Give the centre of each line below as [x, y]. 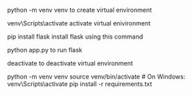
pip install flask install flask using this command [75, 36]
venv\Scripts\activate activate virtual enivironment [79, 23]
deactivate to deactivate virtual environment [70, 63]
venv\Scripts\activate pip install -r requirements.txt [80, 84]
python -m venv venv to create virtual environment [80, 10]
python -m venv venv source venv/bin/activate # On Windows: [96, 76]
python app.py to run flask [45, 50]
